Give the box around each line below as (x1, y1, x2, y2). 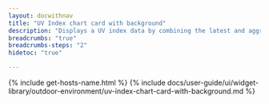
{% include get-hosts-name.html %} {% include (8, 78, 166, 87)
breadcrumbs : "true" (8, 34, 78, 42)
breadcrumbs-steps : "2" (8, 42, 88, 50)
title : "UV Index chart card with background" (8, 19, 167, 27)
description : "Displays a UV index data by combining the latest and (8, 26, 246, 34)
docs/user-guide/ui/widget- (167, 78, 259, 87)
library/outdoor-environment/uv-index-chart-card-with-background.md (8, 86, 244, 96)
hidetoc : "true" (8, 49, 62, 57)
